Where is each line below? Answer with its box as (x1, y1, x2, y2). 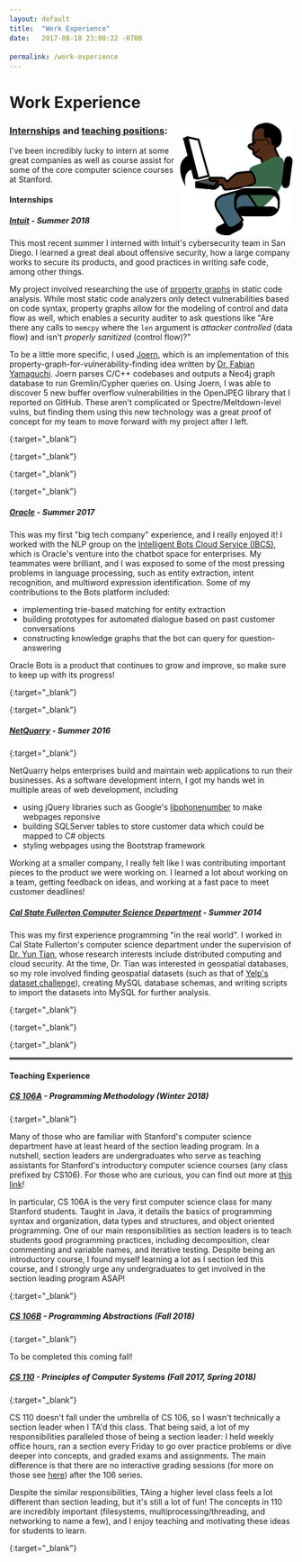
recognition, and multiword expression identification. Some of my (9, 577, 252, 588)
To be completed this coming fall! (9, 1351, 133, 1362)
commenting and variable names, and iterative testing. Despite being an (9, 1244, 276, 1255)
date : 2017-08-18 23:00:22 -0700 (9, 33, 143, 42)
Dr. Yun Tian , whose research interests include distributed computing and (9, 949, 282, 959)
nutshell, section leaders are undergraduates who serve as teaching (9, 1149, 262, 1161)
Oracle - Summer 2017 (9, 506, 95, 517)
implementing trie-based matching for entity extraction (22, 604, 226, 615)
